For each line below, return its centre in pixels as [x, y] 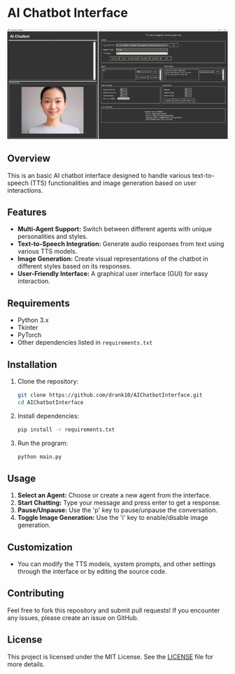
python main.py [40, 457]
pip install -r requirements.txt [66, 429]
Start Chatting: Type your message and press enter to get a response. [119, 503]
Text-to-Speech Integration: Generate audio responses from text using [121, 244]
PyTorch [29, 335]
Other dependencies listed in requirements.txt [85, 343]
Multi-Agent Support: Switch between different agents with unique [114, 229]
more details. [26, 664]
